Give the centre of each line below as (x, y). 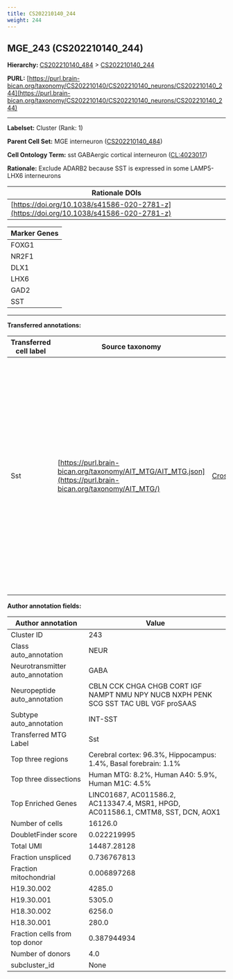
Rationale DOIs (116, 193)
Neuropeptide (33, 690)
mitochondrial (33, 877)
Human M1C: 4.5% (120, 784)
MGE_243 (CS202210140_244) (75, 48)
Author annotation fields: (44, 606)
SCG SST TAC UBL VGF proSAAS (143, 704)
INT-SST (103, 719)
